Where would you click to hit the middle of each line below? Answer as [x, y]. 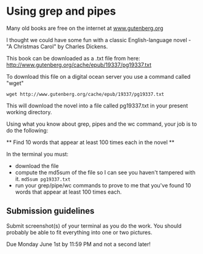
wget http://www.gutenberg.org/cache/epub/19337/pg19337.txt [85, 94]
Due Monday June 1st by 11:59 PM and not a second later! [78, 244]
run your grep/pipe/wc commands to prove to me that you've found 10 [103, 185]
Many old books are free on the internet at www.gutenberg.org [85, 28]
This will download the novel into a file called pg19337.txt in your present [97, 106]
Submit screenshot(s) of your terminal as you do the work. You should [94, 226]
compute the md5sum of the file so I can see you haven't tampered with [105, 172]
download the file [37, 165]
